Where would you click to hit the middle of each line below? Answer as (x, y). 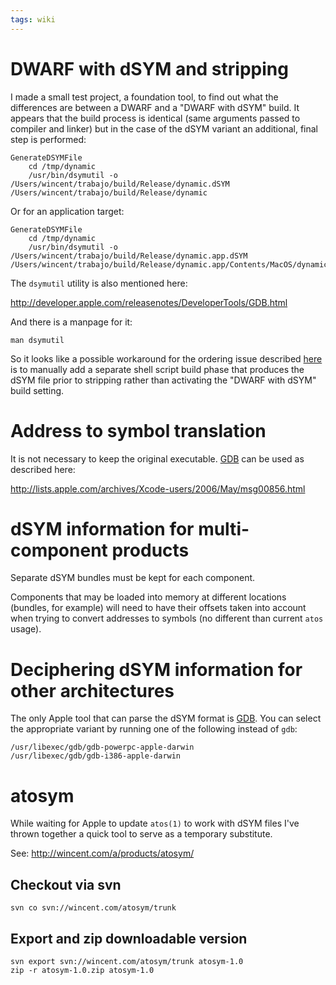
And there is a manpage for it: (71, 322)
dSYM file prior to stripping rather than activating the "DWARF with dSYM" (163, 380)
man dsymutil (37, 340)
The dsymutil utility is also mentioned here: (99, 283)
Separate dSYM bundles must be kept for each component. (133, 578)
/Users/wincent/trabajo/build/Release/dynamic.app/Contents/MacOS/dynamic (169, 264)
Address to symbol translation (138, 430)
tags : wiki (33, 19)
